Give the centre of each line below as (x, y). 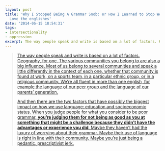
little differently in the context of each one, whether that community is (88, 71)
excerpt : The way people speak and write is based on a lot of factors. (81, 42)
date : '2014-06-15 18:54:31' (35, 23)
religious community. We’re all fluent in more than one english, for (83, 81)
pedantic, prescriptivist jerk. (45, 143)
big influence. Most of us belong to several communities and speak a (87, 66)
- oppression (18, 37)
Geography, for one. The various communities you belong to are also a (88, 61)
